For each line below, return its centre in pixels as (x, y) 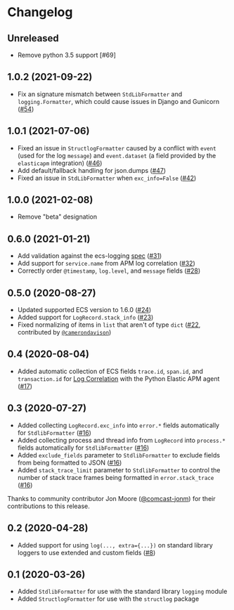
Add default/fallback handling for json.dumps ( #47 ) (92, 170)
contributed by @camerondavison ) (64, 332)
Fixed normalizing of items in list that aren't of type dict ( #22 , (109, 325)
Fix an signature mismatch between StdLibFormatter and (100, 94)
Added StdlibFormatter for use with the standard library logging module (122, 592)
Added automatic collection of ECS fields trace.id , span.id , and (110, 371)
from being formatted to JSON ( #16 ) (70, 462)
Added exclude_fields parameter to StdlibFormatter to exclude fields (118, 455)
